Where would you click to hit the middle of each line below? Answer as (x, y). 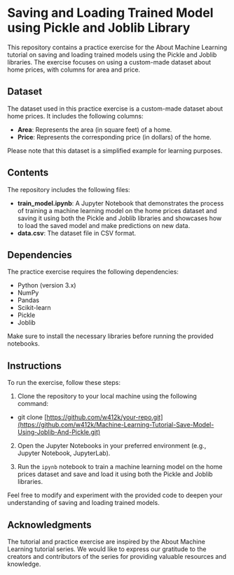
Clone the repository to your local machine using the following (107, 396)
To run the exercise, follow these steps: (64, 383)
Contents (28, 173)
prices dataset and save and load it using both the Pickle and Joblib (115, 474)
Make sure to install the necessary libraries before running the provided (110, 336)
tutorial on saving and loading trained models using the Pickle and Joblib (112, 55)
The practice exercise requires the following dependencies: (93, 272)
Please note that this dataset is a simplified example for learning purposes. (115, 150)
